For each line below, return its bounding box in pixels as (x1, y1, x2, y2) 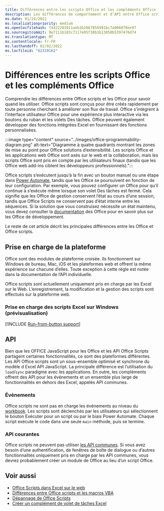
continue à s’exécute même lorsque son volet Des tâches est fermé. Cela (5, 188, 152, 194)
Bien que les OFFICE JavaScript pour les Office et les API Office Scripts (5, 348, 149, 354)
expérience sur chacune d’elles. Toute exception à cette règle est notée (5, 266, 149, 272)
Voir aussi (5, 472, 36, 480)
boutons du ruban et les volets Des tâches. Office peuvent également (5, 117, 145, 123)
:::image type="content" (5, 137, 54, 143)
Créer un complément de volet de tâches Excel (12, 500, 107, 506)
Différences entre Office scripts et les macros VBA (12, 490, 114, 496)
